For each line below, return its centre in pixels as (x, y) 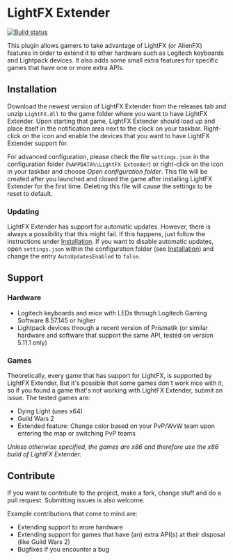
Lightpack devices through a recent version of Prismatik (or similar (113, 327)
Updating (23, 211)
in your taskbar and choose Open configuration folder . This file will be (107, 171)
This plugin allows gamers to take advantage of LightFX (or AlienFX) (105, 45)
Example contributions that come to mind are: (72, 513)
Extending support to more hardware (70, 527)
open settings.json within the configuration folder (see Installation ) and (111, 249)
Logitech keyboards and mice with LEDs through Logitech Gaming (112, 313)
